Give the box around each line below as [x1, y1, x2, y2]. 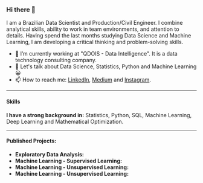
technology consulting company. [14, 57, 97, 64]
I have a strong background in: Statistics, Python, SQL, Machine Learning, [6, 111, 192, 118]
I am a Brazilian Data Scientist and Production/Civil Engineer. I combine [6, 19, 183, 27]
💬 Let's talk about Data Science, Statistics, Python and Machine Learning [14, 63, 197, 70]
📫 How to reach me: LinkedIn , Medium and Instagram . [14, 76, 151, 83]
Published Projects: [6, 137, 57, 144]
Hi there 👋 [6, 5, 36, 14]
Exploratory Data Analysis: [14, 150, 85, 158]
